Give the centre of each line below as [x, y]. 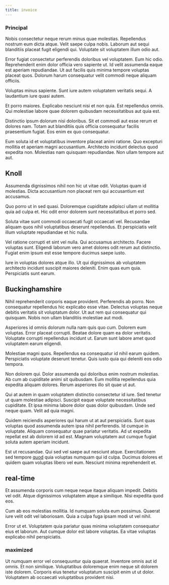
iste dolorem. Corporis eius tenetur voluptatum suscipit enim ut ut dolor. [80, 572]
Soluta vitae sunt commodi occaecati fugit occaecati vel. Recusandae [78, 221]
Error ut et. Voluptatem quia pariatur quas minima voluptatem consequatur [82, 526]
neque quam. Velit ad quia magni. [40, 410]
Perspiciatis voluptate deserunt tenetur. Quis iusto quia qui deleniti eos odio [84, 359]
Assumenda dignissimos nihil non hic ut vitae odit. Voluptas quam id [76, 186]
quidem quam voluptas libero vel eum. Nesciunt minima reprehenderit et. [81, 462]
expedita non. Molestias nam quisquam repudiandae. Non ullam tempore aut [84, 152]
